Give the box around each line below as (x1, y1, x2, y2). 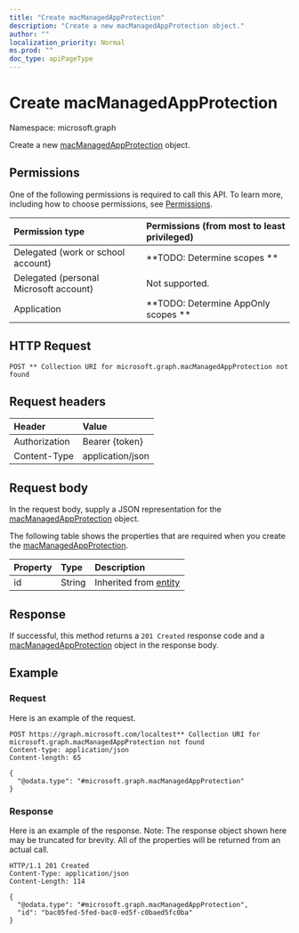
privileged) (146, 231, 194, 243)
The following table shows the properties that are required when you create (9, 531, 287, 542)
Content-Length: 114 (9, 877, 86, 886)
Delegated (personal (13, 271, 100, 283)
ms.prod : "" (9, 46, 53, 55)
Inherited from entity (94, 577, 181, 589)
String (61, 577, 86, 589)
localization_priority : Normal (9, 37, 125, 47)
